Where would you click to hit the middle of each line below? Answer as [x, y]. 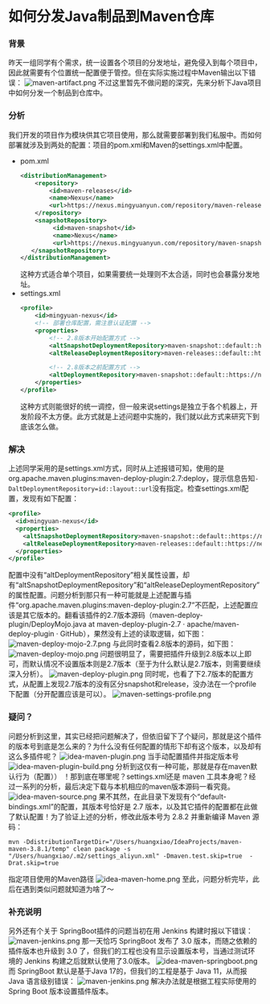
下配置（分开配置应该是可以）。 [59, 694]
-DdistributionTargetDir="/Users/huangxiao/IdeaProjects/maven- [133, 841]
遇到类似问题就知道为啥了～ [68, 889]
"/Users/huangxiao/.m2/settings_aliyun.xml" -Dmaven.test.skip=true [125, 856]
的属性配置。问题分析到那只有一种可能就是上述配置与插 [100, 595]
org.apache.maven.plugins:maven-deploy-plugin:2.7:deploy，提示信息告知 [132, 479]
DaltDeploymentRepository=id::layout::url [80, 489]
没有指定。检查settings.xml [197, 488]
